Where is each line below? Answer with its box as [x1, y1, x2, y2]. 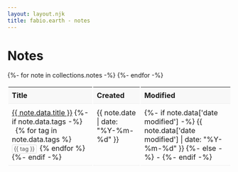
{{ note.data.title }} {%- [11, 108, 89, 118]
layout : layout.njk [7, 10, 65, 18]
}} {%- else [178, 144, 217, 154]
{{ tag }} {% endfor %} [13, 144, 85, 154]
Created [97, 90, 125, 100]
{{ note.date [97, 108, 136, 118]
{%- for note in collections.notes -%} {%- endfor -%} [7, 71, 163, 80]
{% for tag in [15, 126, 58, 136]
